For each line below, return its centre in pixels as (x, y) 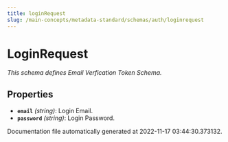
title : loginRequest (37, 13)
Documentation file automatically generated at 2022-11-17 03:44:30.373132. (115, 132)
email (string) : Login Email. (55, 111)
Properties (30, 94)
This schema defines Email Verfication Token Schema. (85, 73)
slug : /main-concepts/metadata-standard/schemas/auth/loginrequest (106, 20)
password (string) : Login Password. (66, 118)
